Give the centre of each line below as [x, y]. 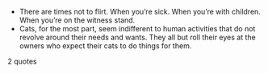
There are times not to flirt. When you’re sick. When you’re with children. [140, 12]
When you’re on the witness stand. [77, 20]
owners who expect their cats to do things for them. [105, 46]
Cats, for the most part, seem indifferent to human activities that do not [137, 29]
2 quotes [22, 61]
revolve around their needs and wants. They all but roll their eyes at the [137, 37]
